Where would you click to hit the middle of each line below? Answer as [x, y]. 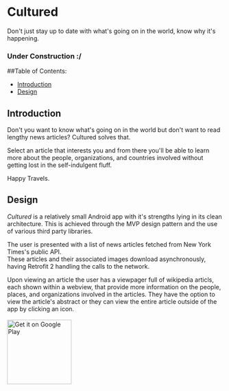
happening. [23, 38]
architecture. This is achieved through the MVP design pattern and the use [112, 223]
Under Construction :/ [45, 56]
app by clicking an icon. [40, 309]
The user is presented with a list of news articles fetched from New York [109, 244]
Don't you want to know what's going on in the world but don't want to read [114, 130]
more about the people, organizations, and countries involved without [105, 158]
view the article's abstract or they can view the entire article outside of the [112, 301]
